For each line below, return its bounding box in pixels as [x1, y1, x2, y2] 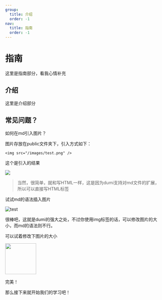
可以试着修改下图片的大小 [5, 233, 57, 239]
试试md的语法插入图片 [5, 196, 51, 202]
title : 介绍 [9, 12, 33, 17]
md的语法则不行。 [18, 222, 55, 228]
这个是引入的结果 [5, 160, 40, 166]
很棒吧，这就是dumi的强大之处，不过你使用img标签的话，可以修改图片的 [5, 216, 153, 222]
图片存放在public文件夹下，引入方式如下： [5, 140, 92, 146]
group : [5, 7, 19, 12]
